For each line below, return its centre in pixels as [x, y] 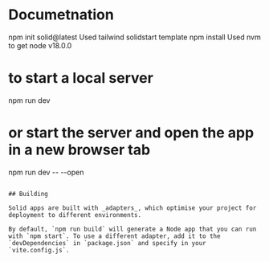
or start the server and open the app [131, 133]
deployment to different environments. [75, 215]
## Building [28, 194]
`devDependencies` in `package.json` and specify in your [107, 243]
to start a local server [81, 78]
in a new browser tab [79, 150]
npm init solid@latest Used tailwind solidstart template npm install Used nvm [134, 37]
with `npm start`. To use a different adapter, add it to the [114, 236]
